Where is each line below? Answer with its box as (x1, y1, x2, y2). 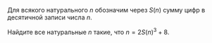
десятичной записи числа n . (7, 13, 93, 21)
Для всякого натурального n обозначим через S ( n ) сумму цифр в (7, 6, 206, 14)
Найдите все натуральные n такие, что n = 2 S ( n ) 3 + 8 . (7, 27, 170, 36)
